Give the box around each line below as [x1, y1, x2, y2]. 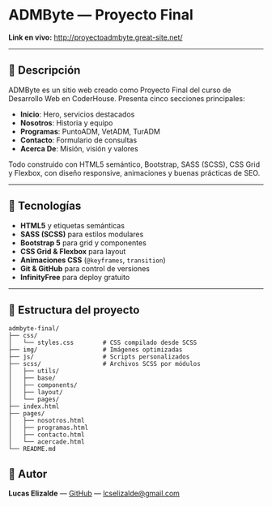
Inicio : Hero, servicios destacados [19, 109, 135, 119]
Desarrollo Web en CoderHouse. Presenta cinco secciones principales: [8, 93, 245, 103]
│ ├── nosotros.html [8, 417, 85, 425]
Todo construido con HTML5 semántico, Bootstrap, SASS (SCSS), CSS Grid [8, 159, 261, 169]
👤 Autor [8, 467, 48, 481]
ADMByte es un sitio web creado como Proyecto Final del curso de [8, 85, 232, 95]
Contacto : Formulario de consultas [19, 135, 138, 145]
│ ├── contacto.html [8, 431, 85, 439]
